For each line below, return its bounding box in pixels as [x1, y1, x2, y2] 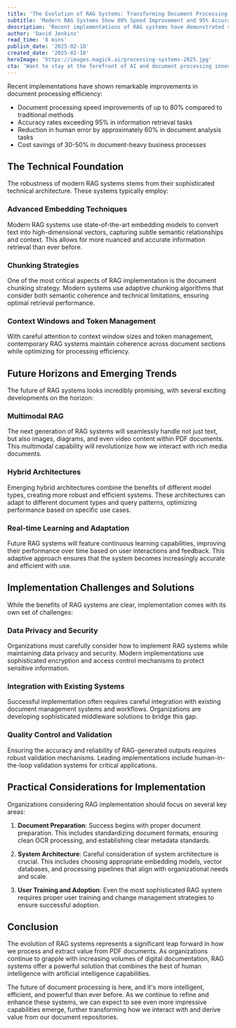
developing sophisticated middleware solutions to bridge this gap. [7, 712, 198, 721]
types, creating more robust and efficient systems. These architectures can [7, 490, 225, 499]
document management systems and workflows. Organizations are [7, 705, 202, 714]
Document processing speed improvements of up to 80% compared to [17, 103, 223, 111]
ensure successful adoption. [17, 901, 100, 909]
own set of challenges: [7, 608, 73, 616]
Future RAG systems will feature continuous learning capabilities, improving [7, 539, 226, 548]
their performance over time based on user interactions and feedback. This [7, 546, 225, 555]
